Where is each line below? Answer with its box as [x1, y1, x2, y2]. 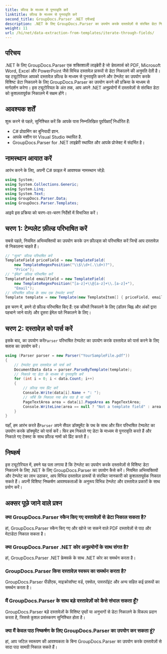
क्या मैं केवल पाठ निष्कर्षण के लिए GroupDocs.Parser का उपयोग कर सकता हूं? [5, 627, 156, 634]
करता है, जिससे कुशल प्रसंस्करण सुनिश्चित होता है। [5, 614, 85, 620]
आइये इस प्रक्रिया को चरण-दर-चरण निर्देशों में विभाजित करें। [5, 210, 98, 216]
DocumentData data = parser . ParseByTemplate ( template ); [14, 367, 133, 372]
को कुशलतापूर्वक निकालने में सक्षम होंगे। [5, 90, 67, 96]
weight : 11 [5, 26, 28, 31]
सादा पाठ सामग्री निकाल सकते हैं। [5, 644, 58, 650]
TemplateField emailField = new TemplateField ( [5, 276, 106, 281]
